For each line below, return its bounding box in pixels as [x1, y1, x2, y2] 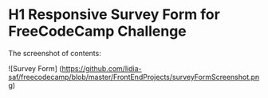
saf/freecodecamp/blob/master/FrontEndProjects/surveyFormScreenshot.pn [8, 72, 260, 81]
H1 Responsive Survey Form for [8, 6, 221, 24]
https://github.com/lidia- [61, 63, 142, 73]
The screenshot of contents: [8, 48, 101, 58]
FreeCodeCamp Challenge [8, 22, 187, 40]
